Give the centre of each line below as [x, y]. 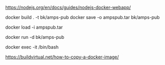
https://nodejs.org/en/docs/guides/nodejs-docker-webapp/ [68, 7]
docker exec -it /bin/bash [32, 47]
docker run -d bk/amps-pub [35, 37]
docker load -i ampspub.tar [34, 27]
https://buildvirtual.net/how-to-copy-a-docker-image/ [62, 57]
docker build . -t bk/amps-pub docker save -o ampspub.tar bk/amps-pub [82, 17]
